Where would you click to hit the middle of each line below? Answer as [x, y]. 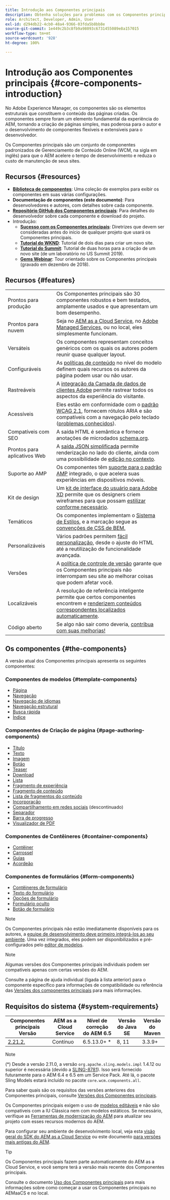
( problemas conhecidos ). [86, 423]
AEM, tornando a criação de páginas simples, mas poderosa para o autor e [83, 124]
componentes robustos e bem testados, [103, 300]
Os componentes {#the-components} [66, 649]
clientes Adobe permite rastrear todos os [105, 390]
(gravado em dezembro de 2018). [55, 264]
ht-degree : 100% [22, 43]
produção [19, 306]
